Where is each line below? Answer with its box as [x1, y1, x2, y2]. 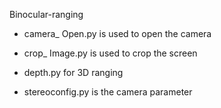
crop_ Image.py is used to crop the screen [23, 47, 198, 59]
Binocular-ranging [9, 9, 84, 20]
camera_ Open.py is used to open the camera [23, 28, 212, 39]
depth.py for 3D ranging [23, 67, 124, 78]
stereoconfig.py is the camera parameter [23, 86, 193, 98]
